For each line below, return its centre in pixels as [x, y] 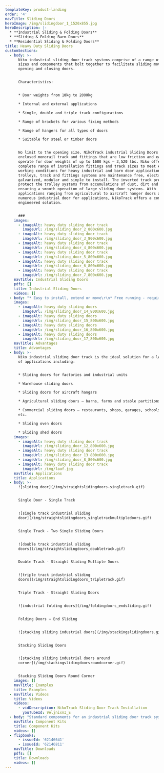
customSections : [21, 50]
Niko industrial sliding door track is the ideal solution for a [86, 357]
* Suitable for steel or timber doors [57, 139]
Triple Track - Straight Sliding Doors [58, 593]
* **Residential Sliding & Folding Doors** [54, 42]
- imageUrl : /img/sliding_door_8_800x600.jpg [65, 460]
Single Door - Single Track [47, 500]
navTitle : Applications [38, 474]
